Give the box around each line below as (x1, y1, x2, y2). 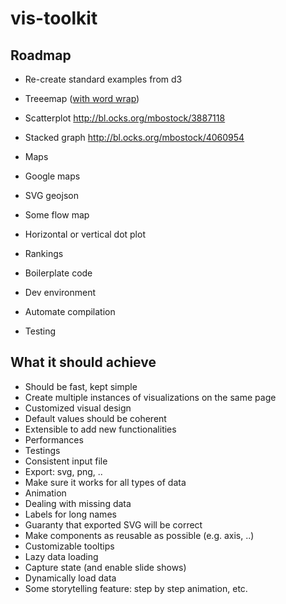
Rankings (24, 248, 64, 259)
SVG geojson (24, 190, 79, 201)
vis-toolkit (10, 7, 98, 30)
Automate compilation (24, 306, 116, 317)
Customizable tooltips (24, 540, 115, 552)
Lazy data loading (24, 550, 99, 562)
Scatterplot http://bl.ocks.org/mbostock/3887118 (24, 112, 226, 124)
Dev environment (24, 287, 97, 298)
